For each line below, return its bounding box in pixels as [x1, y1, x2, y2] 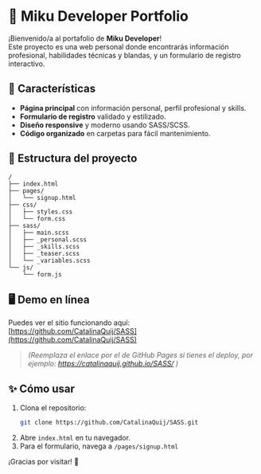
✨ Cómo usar [8, 382, 76, 395]
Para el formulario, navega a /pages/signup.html [19, 441, 179, 451]
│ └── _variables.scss [8, 257, 91, 264]
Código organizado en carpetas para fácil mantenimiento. [19, 128, 211, 138]
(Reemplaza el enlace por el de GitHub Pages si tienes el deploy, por [27, 351, 253, 360]
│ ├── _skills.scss [8, 242, 80, 250]
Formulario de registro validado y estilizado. [19, 112, 167, 121]
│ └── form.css [8, 214, 66, 222]
